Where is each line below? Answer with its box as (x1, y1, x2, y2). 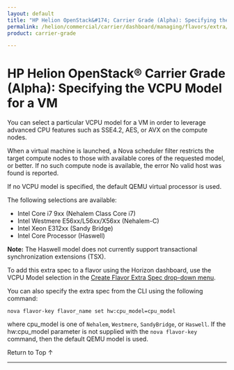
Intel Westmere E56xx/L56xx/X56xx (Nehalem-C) (17, 217, 159, 225)
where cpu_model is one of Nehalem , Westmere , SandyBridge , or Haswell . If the (7, 320, 226, 328)
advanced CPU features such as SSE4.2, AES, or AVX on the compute (7, 126, 208, 134)
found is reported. (7, 169, 59, 178)
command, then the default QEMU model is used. (7, 335, 148, 344)
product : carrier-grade (7, 29, 77, 37)
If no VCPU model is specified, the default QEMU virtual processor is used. (7, 183, 221, 191)
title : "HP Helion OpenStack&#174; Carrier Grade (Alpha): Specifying (7, 17, 217, 24)
